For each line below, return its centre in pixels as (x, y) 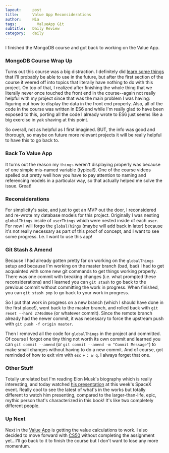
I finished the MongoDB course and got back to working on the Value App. (82, 48)
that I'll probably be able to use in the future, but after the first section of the (84, 77)
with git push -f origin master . (39, 324)
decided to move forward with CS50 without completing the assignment (80, 435)
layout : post (23, 10)
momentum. (18, 446)
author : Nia (22, 19)
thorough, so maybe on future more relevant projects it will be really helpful (83, 135)
